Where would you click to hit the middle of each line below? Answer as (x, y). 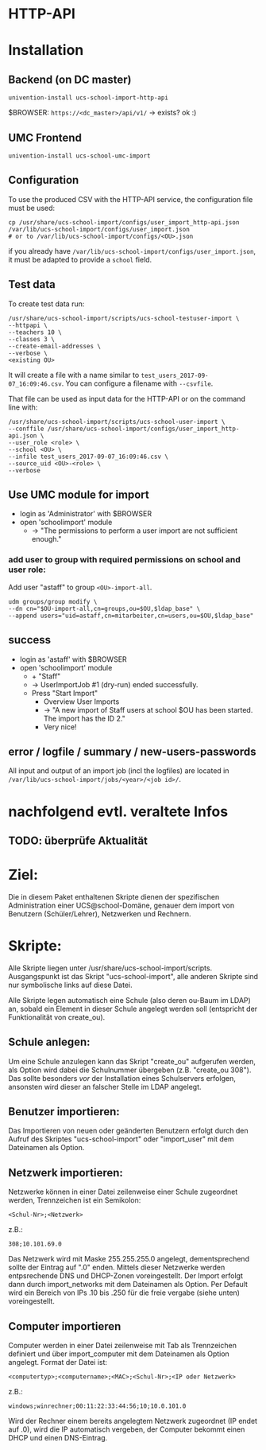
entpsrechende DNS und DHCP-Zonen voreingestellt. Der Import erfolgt (126, 1276)
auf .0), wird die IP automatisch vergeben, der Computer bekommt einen (127, 1429)
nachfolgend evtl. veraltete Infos (118, 811)
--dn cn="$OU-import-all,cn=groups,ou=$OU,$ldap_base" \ (104, 608)
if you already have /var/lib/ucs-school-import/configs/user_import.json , (132, 251)
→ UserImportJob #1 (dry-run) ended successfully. (115, 684)
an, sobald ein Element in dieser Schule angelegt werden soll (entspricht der (133, 1009)
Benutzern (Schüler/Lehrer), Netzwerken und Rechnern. (100, 914)
